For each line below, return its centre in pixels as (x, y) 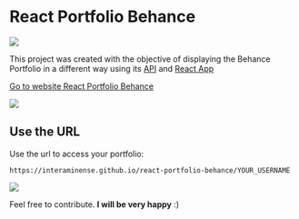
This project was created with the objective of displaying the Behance (140, 59)
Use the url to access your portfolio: (77, 154)
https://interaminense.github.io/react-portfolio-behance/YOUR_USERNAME (150, 170)
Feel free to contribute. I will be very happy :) (95, 204)
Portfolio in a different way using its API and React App (112, 68)
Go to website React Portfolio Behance (82, 86)
